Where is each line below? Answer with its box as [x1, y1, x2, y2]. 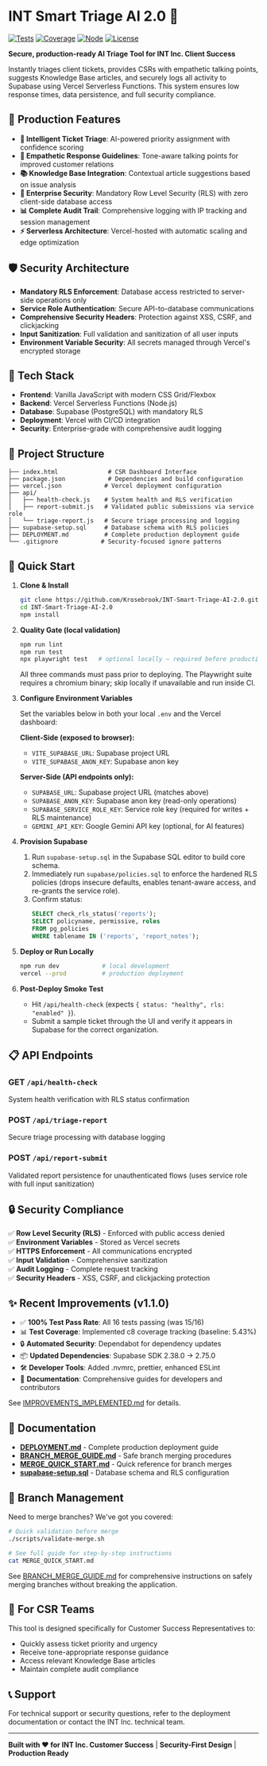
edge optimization [19, 237, 79, 247]
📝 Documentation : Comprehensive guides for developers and [19, 1374, 222, 1384]
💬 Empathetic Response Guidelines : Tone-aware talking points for [19, 150, 238, 160]
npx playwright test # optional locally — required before [19, 655, 227, 663]
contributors [19, 1383, 61, 1393]
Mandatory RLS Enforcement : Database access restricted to [19, 287, 220, 296]
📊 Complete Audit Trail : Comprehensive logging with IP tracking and [19, 205, 248, 215]
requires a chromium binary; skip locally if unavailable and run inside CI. [19, 678, 256, 688]
